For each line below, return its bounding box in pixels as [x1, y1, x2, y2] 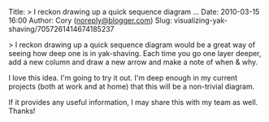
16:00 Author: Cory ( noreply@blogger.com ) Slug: [8, 15, 172, 25]
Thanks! [8, 106, 36, 115]
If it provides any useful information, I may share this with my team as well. [8, 98, 258, 107]
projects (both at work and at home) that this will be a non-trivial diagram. [8, 81, 255, 91]
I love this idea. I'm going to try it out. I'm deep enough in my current [8, 73, 238, 82]
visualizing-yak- [173, 15, 228, 25]
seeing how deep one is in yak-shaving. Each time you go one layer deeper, [8, 49, 262, 58]
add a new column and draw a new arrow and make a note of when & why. [8, 57, 258, 67]
